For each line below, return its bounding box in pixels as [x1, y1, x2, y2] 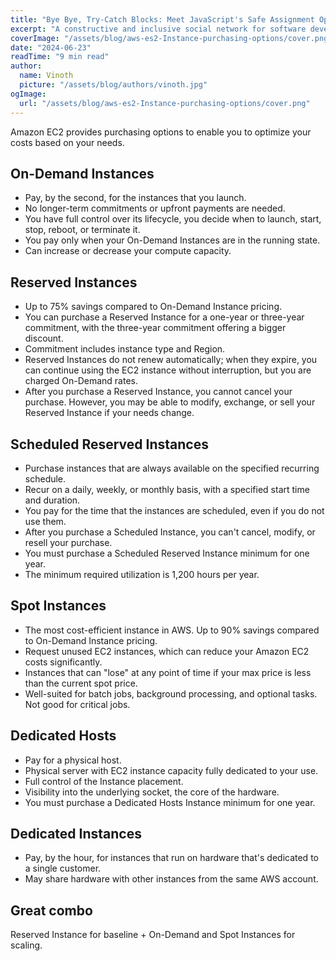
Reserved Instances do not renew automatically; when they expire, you [24, 354, 318, 366]
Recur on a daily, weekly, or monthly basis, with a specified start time [24, 483, 310, 495]
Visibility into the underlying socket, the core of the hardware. [24, 786, 280, 798]
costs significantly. [24, 656, 103, 668]
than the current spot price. [24, 677, 138, 689]
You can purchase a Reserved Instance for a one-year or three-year [24, 311, 305, 323]
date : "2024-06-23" [10, 42, 92, 53]
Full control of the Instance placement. [24, 775, 184, 787]
